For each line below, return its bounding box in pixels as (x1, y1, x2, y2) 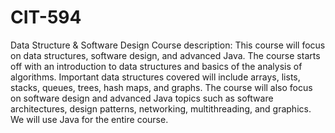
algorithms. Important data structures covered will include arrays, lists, (10, 71, 301, 83)
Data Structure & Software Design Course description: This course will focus (10, 39, 326, 51)
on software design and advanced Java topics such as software (10, 92, 274, 104)
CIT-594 (10, 6, 82, 29)
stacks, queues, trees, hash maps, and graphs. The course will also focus (10, 81, 313, 93)
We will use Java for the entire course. (10, 113, 169, 125)
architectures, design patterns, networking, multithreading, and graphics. (10, 102, 312, 115)
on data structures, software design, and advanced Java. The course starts (10, 49, 321, 61)
